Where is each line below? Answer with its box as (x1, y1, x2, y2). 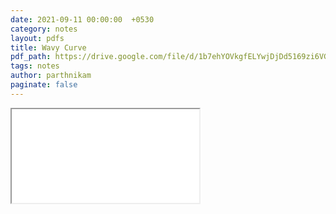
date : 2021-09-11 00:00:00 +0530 (10, 14, 155, 25)
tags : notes (10, 61, 60, 71)
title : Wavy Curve (10, 42, 87, 53)
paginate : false (10, 80, 78, 90)
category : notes (10, 24, 78, 34)
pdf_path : (10, 52, 52, 62)
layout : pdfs (10, 33, 65, 43)
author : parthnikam (10, 71, 92, 81)
